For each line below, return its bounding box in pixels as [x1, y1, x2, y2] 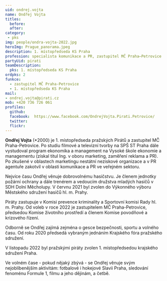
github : [9, 109, 26, 115]
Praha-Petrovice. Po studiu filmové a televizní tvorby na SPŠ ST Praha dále [5, 142, 159, 148]
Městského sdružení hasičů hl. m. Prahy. [5, 189, 88, 195]
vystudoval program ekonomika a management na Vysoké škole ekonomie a [5, 148, 162, 154]
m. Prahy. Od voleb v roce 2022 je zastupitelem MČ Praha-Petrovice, [5, 204, 147, 210]
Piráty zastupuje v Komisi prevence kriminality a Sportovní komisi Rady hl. [5, 199, 157, 205]
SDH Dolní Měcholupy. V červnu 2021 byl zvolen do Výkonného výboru [5, 184, 151, 190]
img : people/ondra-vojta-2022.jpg [5, 40, 77, 45]
